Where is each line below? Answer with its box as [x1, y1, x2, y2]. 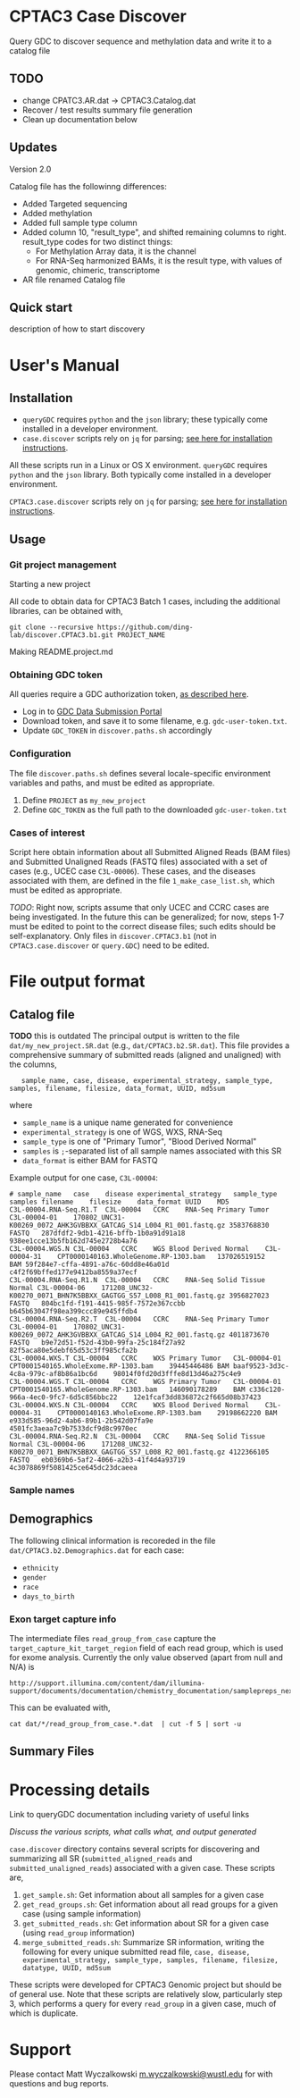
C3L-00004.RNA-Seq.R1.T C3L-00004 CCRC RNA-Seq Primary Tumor [9, 1204, 270, 1214]
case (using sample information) [21, 1909, 142, 1919]
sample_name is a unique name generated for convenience [21, 1117, 234, 1128]
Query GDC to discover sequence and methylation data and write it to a [9, 36, 272, 46]
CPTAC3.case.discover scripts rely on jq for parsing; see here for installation [9, 496, 287, 507]
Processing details [9, 1780, 150, 1800]
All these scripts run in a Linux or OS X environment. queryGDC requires [9, 460, 268, 471]
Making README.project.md [9, 646, 113, 658]
